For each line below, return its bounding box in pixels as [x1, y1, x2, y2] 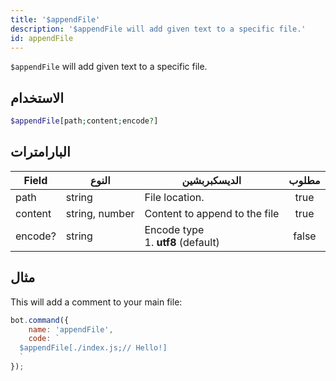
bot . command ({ [10, 315, 70, 325]
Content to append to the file [144, 206, 280, 220]
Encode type [144, 222, 205, 236]
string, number [65, 206, 135, 220]
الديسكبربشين [181, 173, 242, 187]
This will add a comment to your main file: [10, 296, 183, 308]
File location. [144, 190, 205, 204]
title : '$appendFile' [10, 14, 101, 25]
